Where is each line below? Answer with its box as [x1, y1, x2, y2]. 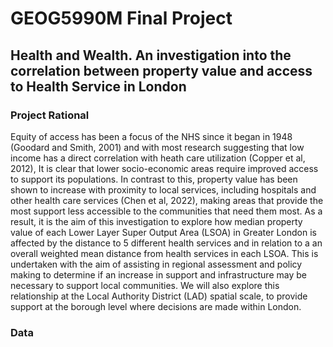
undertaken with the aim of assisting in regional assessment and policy [10, 258, 303, 270]
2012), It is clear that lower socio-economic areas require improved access [10, 162, 319, 174]
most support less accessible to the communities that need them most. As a [10, 205, 323, 217]
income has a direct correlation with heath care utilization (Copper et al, [10, 152, 306, 164]
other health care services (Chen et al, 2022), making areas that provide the [10, 194, 324, 206]
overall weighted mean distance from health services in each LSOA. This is [10, 247, 319, 259]
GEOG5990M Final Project [10, 7, 233, 30]
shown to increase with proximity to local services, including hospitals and [10, 183, 317, 196]
